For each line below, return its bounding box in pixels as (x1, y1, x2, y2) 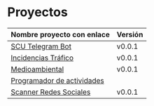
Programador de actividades (10, 75, 104, 85)
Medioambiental (10, 64, 64, 74)
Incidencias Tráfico (10, 53, 74, 62)
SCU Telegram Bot (10, 41, 72, 51)
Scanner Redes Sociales (10, 87, 91, 97)
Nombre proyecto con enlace (10, 29, 111, 39)
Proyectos (7, 4, 68, 20)
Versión (116, 29, 143, 39)
